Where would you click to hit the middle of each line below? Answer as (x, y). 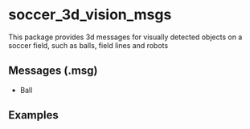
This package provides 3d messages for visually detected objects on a (125, 37)
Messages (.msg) (53, 71)
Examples (33, 115)
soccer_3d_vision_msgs (90, 15)
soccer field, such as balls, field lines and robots (88, 45)
